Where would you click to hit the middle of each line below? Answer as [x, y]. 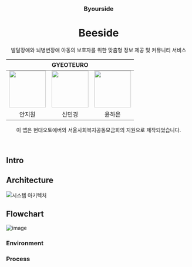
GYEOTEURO [70, 65]
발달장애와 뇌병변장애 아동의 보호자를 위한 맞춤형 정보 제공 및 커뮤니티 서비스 [99, 50]
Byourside [99, 9]
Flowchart [25, 214]
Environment [25, 244]
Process [18, 259]
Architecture [30, 180]
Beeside [99, 33]
